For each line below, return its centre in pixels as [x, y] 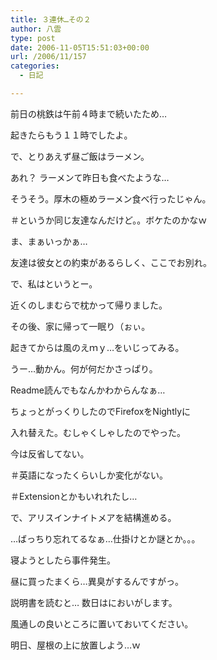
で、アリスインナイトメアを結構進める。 [93, 517]
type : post [33, 38]
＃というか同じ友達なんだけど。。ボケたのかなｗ [109, 220]
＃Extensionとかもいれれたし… [74, 496]
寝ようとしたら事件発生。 [63, 560]
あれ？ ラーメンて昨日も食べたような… [90, 177]
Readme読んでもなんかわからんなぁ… [88, 390]
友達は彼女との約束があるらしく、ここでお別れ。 [111, 262]
